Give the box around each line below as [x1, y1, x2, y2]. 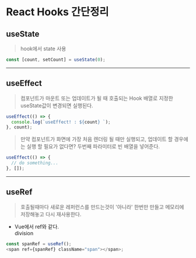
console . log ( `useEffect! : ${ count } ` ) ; [11, 119, 111, 125]
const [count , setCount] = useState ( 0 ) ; [6, 57, 106, 62]
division [14, 229, 34, 236]
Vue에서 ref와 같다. [14, 223, 60, 230]
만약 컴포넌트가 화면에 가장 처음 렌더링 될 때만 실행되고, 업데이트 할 [20, 135, 173, 143]
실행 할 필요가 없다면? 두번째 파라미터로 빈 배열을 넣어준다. [26, 143, 160, 150]
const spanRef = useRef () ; [6, 240, 72, 247]
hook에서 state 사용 [20, 45, 66, 52]
